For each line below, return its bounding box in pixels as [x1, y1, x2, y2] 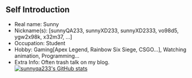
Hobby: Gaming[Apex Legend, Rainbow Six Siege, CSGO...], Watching [14, 46, 187, 53]
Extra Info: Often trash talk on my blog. [14, 58, 110, 65]
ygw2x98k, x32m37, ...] [14, 33, 72, 40]
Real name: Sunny [14, 20, 59, 27]
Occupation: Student [14, 39, 66, 46]
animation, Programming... [14, 52, 80, 59]
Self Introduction [5, 5, 70, 15]
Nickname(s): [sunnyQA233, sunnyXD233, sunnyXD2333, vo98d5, [14, 27, 179, 34]
